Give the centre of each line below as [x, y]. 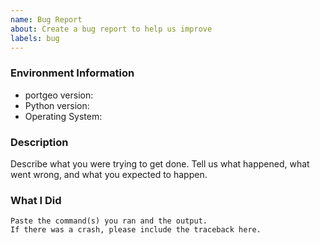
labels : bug [35, 38]
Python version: [57, 105]
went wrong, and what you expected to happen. [109, 174]
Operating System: [63, 116]
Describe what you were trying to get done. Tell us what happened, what [160, 163]
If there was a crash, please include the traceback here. [136, 230]
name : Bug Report [46, 19]
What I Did [36, 200]
